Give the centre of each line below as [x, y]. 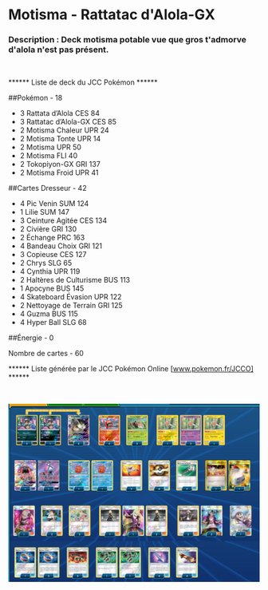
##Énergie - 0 [31, 338]
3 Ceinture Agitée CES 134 [63, 220]
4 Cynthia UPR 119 [50, 271]
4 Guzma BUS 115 [49, 314]
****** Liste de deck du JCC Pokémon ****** [83, 82]
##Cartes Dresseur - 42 [47, 188]
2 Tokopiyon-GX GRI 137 [60, 164]
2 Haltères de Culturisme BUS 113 [75, 280]
